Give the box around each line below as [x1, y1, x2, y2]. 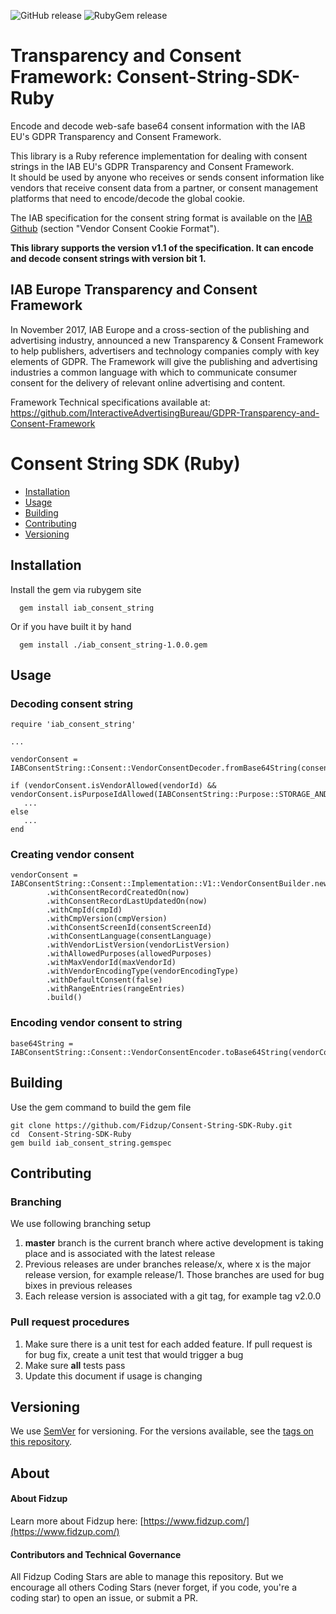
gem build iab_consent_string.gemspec [10, 1138, 172, 1148]
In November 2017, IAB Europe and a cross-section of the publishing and [10, 323, 310, 335]
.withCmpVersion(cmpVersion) [46, 914, 168, 924]
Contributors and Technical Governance [10, 1548, 182, 1560]
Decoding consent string [10, 696, 134, 710]
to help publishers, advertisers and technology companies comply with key [10, 345, 320, 357]
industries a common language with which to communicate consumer [10, 366, 298, 378]
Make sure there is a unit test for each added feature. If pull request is [24, 1338, 313, 1350]
